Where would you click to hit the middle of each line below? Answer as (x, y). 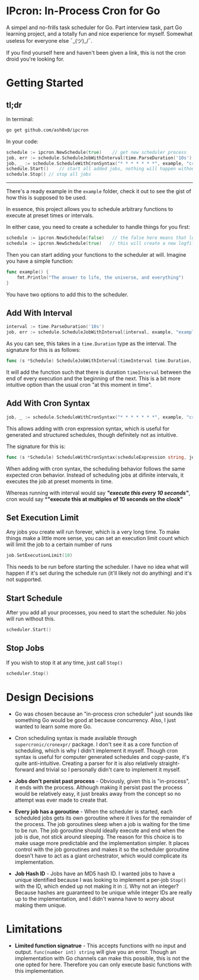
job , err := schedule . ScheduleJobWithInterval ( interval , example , (90, 332)
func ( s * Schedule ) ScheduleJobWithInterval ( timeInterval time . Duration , (99, 361)
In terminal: (20, 119)
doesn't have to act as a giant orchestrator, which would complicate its (101, 855)
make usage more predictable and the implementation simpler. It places (102, 843)
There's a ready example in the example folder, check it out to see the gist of (99, 191)
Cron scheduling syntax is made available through (76, 738)
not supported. (24, 579)
